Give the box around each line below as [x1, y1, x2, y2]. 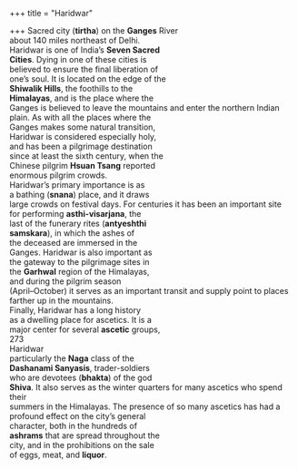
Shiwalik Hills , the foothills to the [9, 83, 134, 93]
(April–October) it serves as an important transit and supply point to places [9, 286, 289, 296]
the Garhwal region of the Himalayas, [9, 267, 150, 277]
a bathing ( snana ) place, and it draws [9, 190, 150, 200]
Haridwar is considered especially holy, [9, 132, 157, 142]
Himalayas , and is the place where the [9, 93, 154, 103]
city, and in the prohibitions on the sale [9, 440, 154, 450]
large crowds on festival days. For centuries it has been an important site [9, 199, 282, 210]
